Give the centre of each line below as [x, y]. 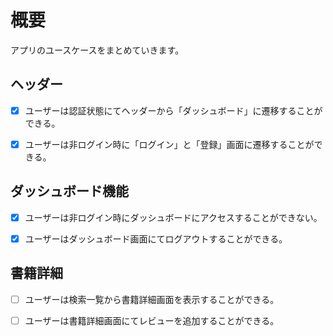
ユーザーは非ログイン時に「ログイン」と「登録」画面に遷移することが [169, 144]
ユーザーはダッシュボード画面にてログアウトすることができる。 [156, 238]
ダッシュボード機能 [69, 191]
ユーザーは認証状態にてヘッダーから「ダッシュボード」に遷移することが [173, 110]
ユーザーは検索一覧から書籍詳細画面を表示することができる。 [152, 299]
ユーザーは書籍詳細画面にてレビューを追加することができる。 [152, 320]
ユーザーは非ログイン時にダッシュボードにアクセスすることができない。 [173, 217]
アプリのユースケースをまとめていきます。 [97, 50]
